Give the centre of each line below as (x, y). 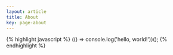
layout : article (26, 12)
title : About (22, 17)
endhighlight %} (26, 46)
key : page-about (26, 22)
